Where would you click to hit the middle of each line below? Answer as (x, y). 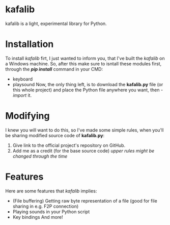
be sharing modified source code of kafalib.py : (55, 135)
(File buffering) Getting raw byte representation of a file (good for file (85, 201)
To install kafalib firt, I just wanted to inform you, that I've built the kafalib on (85, 58)
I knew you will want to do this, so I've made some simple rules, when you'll (84, 130)
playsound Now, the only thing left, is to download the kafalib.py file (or (88, 84)
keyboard (23, 79)
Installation (30, 44)
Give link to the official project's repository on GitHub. (69, 145)
